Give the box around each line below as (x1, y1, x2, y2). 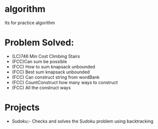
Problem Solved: (4, 37, 74, 48)
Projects (4, 102, 40, 113)
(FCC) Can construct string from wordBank (11, 74, 100, 80)
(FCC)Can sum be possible (11, 58, 67, 64)
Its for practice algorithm (4, 20, 55, 26)
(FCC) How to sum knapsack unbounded (11, 64, 95, 69)
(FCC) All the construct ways (11, 85, 71, 91)
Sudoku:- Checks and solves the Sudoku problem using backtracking (11, 118, 154, 124)
